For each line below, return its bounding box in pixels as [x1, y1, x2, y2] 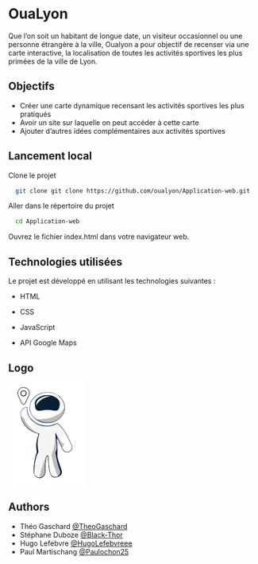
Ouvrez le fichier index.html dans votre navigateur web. [8, 232, 190, 241]
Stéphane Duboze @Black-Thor [19, 530, 123, 539]
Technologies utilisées [8, 255, 123, 268]
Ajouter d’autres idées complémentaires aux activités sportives [19, 126, 226, 135]
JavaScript [19, 323, 56, 332]
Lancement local [8, 149, 93, 163]
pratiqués [19, 109, 52, 119]
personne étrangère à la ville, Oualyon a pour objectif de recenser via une [8, 39, 249, 49]
